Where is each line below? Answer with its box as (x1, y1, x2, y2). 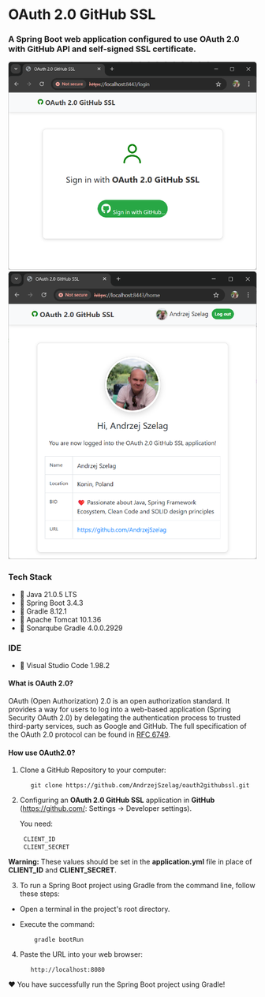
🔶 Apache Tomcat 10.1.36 (19, 614, 102, 624)
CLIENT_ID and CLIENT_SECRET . (8, 865, 117, 875)
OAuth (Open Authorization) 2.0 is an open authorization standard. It (8, 696, 230, 706)
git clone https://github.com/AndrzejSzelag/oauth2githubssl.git (30, 782, 250, 790)
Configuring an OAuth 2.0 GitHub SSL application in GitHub (19, 795, 215, 805)
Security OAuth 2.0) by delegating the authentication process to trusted (8, 713, 241, 723)
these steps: (19, 889, 61, 898)
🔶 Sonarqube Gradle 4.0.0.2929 (19, 623, 123, 633)
